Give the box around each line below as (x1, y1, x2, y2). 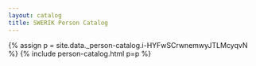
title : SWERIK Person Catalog (8, 19, 109, 27)
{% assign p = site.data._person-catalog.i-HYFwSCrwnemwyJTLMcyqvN (8, 40, 248, 49)
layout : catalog (8, 11, 62, 20)
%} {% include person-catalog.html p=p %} (8, 49, 152, 58)
